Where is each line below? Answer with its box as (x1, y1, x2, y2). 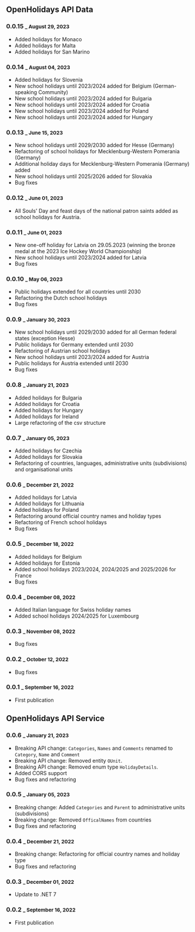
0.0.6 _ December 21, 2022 (6, 480, 75, 488)
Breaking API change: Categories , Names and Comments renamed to (14, 745, 173, 752)
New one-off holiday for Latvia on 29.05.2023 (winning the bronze (14, 241, 176, 249)
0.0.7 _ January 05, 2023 (6, 434, 70, 442)
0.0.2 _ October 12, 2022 (6, 655, 69, 663)
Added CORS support (14, 769, 68, 776)
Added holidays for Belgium (14, 553, 82, 560)
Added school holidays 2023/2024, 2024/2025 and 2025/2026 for (14, 565, 176, 572)
